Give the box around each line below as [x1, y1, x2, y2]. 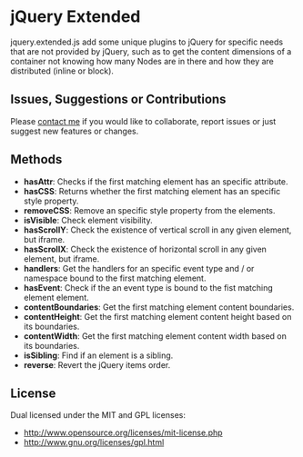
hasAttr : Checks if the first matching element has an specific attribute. [23, 175, 289, 187]
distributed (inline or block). [10, 65, 115, 76]
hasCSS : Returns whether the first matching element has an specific [23, 185, 281, 196]
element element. [23, 292, 89, 303]
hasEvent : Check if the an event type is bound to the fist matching [23, 282, 273, 293]
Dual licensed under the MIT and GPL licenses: [10, 410, 186, 421]
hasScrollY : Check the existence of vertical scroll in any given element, [23, 224, 292, 235]
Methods [10, 152, 63, 167]
